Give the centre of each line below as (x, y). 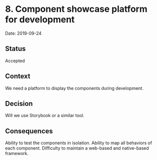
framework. (17, 154)
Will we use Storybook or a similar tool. (45, 116)
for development (40, 20)
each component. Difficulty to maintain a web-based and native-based (77, 148)
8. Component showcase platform (76, 9)
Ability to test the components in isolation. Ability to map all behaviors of (78, 143)
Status (16, 49)
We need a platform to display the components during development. (74, 88)
